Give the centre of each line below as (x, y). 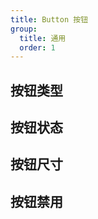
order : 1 (37, 47)
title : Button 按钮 (49, 19)
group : (24, 29)
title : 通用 (43, 38)
